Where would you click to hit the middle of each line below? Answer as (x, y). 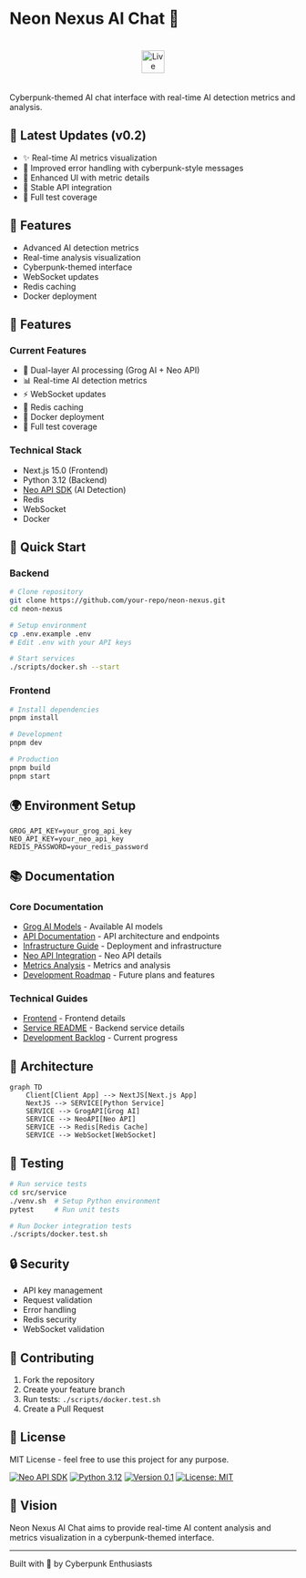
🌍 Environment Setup (73, 806)
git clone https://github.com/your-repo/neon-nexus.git (117, 600)
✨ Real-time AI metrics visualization (90, 158)
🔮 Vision (33, 1506)
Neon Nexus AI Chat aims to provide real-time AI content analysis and (140, 1527)
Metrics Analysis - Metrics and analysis (97, 966)
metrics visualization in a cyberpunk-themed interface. (112, 1537)
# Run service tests (49, 1184)
